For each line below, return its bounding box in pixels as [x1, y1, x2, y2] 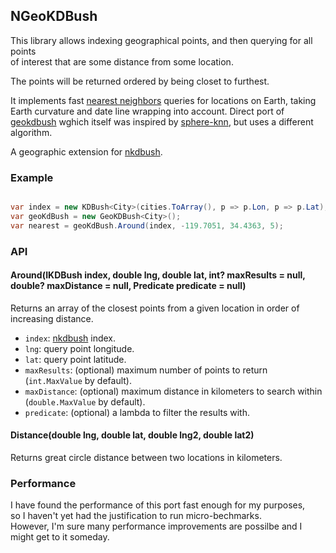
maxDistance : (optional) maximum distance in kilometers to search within [24, 385, 323, 397]
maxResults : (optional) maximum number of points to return [24, 364, 268, 376]
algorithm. [10, 126, 53, 138]
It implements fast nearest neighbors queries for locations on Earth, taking [10, 94, 317, 106]
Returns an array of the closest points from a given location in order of [10, 302, 300, 314]
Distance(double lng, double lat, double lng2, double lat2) [10, 429, 255, 441]
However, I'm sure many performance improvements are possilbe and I [10, 520, 303, 533]
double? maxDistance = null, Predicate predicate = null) [10, 280, 247, 292]
